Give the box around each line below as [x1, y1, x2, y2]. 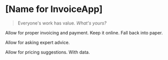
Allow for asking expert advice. [5, 39, 70, 45]
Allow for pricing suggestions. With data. [5, 49, 90, 55]
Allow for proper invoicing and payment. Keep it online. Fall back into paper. [5, 29, 163, 35]
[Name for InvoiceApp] [5, 3, 103, 15]
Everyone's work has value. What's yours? [17, 20, 107, 26]
